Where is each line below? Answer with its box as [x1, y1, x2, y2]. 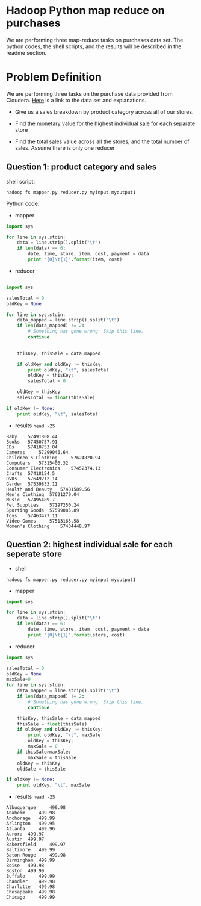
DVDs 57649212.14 [6, 476, 58, 482]
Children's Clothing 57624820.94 [6, 455, 101, 461]
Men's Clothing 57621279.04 [6, 491, 79, 497]
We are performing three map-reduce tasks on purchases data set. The [6, 36, 184, 43]
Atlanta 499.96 [6, 826, 55, 832]
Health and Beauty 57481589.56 [6, 486, 90, 492]
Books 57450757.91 [6, 439, 58, 445]
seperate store [6, 549, 63, 559]
